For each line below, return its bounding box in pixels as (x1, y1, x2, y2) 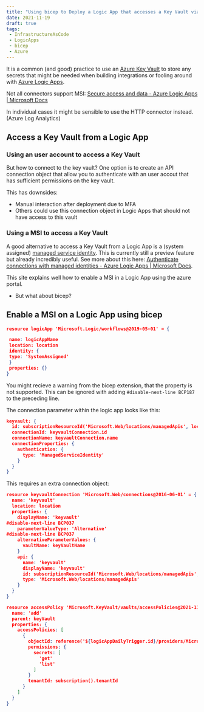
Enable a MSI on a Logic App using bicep (6, 309, 163, 320)
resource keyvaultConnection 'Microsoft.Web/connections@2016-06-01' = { (6, 492, 197, 498)
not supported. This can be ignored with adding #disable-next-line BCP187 (6, 388, 195, 395)
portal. (6, 280, 23, 288)
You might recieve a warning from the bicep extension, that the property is (6, 381, 192, 389)
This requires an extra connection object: (6, 480, 109, 487)
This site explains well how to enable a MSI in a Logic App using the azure (6, 274, 191, 281)
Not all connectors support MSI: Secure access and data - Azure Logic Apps (6, 89, 198, 97)
